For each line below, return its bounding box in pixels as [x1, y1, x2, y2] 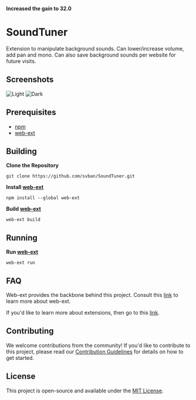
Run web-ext [6, 249, 38, 256]
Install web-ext [6, 184, 44, 191]
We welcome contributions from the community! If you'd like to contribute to [6, 342, 191, 349]
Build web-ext [6, 206, 41, 213]
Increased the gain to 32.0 [6, 5, 72, 12]
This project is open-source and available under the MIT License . [6, 387, 164, 394]
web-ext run [6, 260, 35, 266]
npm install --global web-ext [6, 195, 80, 201]
